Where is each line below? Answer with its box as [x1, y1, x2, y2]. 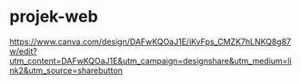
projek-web [9, 6, 98, 27]
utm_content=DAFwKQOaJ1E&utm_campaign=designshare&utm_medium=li [9, 55, 293, 66]
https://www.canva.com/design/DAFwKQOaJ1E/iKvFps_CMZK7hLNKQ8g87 [9, 36, 292, 47]
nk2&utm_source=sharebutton [9, 65, 123, 76]
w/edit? [9, 45, 38, 56]
